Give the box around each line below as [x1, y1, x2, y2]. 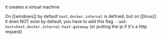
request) [5, 29, 23, 34]
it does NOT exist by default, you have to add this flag [5, 19, 114, 24]
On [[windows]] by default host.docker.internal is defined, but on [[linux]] [5, 13, 157, 19]
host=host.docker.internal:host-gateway [5, 25, 89, 29]
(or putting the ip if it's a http [89, 24, 147, 29]
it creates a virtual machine [5, 4, 60, 10]
